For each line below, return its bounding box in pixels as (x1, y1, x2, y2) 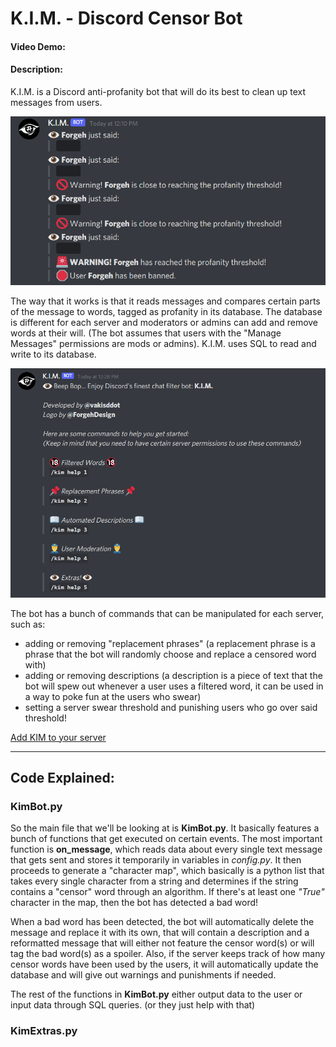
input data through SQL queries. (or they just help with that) (10, 999, 256, 1011)
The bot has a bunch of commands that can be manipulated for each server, (10, 607, 325, 619)
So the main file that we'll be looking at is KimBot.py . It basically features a (10, 822, 320, 834)
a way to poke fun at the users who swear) (24, 690, 202, 702)
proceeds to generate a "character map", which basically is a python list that (10, 865, 325, 877)
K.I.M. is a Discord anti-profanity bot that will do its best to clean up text (10, 85, 306, 97)
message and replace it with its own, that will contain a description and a (10, 927, 310, 939)
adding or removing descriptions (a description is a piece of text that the (24, 669, 323, 681)
